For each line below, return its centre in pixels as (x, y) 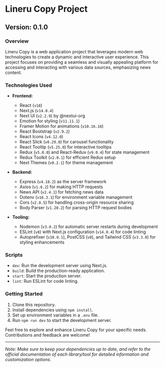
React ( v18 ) (31, 105)
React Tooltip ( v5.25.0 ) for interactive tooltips (66, 147)
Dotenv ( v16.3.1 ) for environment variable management (76, 197)
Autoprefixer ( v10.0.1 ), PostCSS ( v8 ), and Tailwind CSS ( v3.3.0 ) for (88, 237)
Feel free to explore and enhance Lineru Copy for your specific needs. (76, 330)
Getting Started (24, 294)
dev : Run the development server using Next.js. (60, 266)
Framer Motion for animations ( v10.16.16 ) (62, 126)
